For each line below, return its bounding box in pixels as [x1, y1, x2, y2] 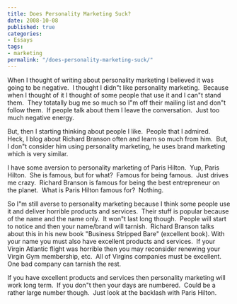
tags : [7, 43, 23, 50]
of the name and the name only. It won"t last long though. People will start [7, 214, 226, 223]
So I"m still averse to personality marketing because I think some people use [7, 199, 231, 208]
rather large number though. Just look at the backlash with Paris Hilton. [7, 288, 217, 297]
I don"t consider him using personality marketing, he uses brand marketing [7, 142, 226, 151]
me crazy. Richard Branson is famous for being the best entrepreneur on [7, 178, 221, 187]
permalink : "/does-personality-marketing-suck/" [7, 57, 154, 64]
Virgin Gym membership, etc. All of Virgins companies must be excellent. [7, 252, 221, 260]
